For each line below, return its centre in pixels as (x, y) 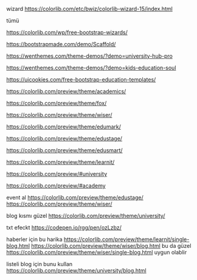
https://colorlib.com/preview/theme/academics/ (66, 91)
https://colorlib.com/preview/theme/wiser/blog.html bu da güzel (111, 246)
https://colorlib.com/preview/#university (57, 174)
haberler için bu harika (34, 239)
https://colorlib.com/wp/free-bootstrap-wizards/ (67, 32)
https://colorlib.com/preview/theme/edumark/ (64, 127)
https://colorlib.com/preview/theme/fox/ (57, 103)
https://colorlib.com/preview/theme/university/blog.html (77, 271)
